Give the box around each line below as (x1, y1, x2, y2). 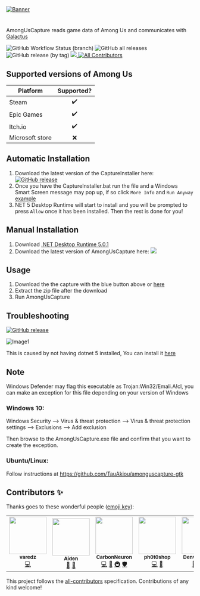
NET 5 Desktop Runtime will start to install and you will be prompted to (14, 201, 187, 208)
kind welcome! (6, 584, 42, 591)
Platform (17, 86, 43, 95)
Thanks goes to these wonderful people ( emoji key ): (6, 503, 135, 510)
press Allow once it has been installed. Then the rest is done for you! (14, 207, 183, 215)
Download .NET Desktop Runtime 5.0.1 (14, 241, 109, 248)
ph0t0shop (143, 554, 171, 561)
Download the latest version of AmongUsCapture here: (14, 247, 150, 255)
